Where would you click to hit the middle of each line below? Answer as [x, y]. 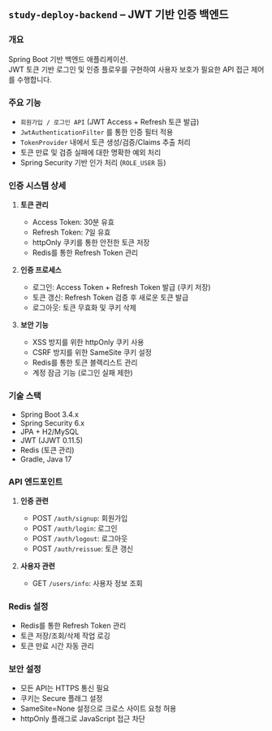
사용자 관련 [37, 566]
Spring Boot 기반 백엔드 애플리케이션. [68, 59]
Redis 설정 [28, 606]
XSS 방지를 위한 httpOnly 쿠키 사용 [88, 342]
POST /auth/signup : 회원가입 [80, 518]
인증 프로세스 [41, 270]
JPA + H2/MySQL [50, 431]
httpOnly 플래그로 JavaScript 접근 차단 [83, 719]
